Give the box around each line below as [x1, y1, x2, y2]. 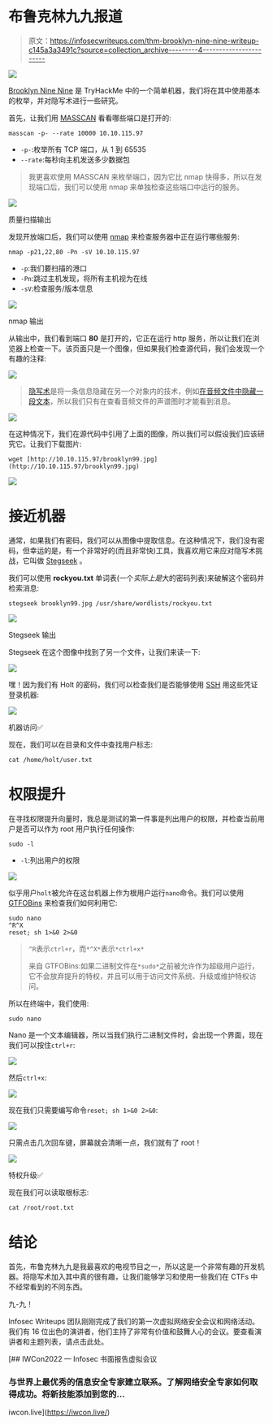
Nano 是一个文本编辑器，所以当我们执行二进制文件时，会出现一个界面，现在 [8, 1029, 264, 1040]
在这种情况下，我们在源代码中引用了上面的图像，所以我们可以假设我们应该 [8, 428, 258, 439]
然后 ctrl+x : [8, 1072, 47, 1082]
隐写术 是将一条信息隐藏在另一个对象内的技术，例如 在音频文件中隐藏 [28, 386, 257, 396]
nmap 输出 [8, 316, 44, 326]
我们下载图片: [36, 439, 83, 448]
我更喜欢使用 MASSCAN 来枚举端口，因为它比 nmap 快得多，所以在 [28, 171, 255, 181]
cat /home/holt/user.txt [8, 756, 93, 764]
